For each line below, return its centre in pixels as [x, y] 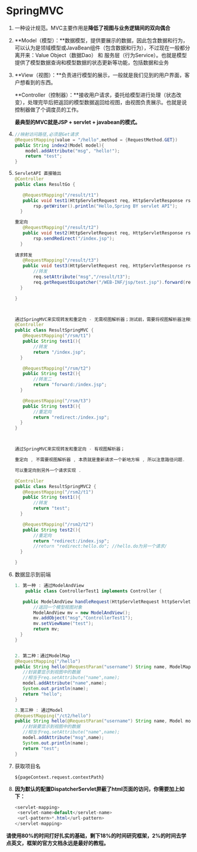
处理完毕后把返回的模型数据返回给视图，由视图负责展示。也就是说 [107, 102]
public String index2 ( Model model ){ [59, 145]
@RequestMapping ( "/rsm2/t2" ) [58, 524]
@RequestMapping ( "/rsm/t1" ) [57, 336]
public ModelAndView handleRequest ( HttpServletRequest [91, 602]
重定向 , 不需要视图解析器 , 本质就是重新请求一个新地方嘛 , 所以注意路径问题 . [100, 460]
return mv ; [46, 629]
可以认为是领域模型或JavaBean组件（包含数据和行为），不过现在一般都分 [102, 48]
